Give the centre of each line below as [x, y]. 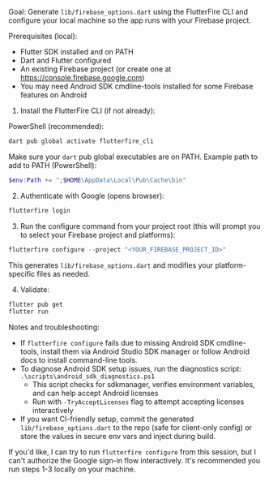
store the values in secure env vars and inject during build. [118, 437]
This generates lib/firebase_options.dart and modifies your [111, 265]
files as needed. [64, 273]
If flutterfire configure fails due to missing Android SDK [117, 343]
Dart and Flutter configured [66, 60]
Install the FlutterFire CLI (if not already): [88, 110]
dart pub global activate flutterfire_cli [81, 141]
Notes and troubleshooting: [54, 327]
